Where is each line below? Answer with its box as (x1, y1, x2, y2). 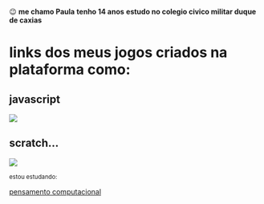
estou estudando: (9, 173, 58, 181)
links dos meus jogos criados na (9, 43, 228, 62)
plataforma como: (9, 60, 131, 79)
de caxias (9, 15, 43, 25)
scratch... (9, 137, 59, 150)
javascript (9, 92, 61, 106)
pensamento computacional (9, 186, 102, 196)
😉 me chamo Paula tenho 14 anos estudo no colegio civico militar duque (9, 7, 257, 16)
